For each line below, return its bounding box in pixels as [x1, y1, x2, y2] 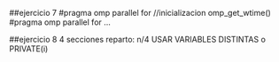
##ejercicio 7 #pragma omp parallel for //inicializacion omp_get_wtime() [9, 8, 272, 18]
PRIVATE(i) [9, 43, 49, 54]
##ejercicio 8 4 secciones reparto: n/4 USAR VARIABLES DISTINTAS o [9, 35, 266, 44]
